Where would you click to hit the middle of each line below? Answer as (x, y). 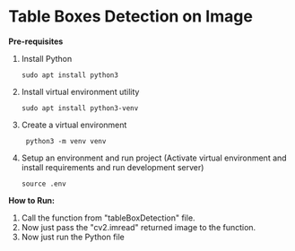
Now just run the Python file (73, 237)
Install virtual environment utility (80, 91)
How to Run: (32, 200)
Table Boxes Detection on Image (130, 17)
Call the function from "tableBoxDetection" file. (108, 218)
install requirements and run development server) (113, 167)
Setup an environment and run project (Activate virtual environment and (154, 158)
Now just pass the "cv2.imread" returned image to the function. (139, 227)
